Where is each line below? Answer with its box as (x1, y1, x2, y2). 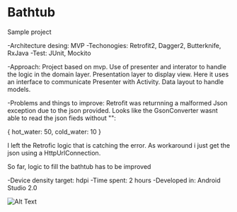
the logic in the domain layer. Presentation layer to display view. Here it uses (7, 70, 229, 78)
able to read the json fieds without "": (7, 114, 117, 122)
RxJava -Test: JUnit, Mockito (7, 49, 91, 57)
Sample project (7, 28, 52, 36)
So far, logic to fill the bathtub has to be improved (7, 162, 151, 170)
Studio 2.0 (7, 183, 37, 192)
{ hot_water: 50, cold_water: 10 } (7, 127, 101, 136)
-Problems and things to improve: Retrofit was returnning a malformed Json (7, 98, 228, 107)
